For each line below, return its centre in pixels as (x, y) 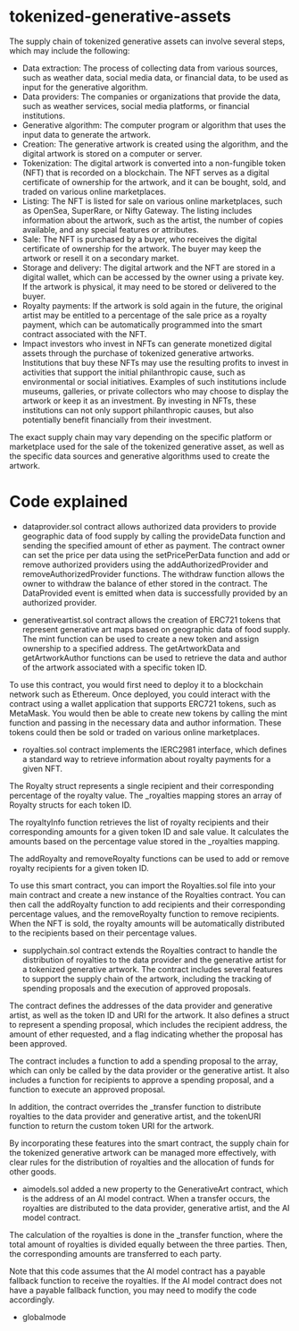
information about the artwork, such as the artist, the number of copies (153, 220)
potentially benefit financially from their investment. (117, 420)
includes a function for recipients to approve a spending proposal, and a (142, 1080)
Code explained (69, 502)
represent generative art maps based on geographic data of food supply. (156, 629)
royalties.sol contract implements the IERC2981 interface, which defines (154, 750)
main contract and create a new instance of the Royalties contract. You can (147, 894)
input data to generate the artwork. (87, 134)
